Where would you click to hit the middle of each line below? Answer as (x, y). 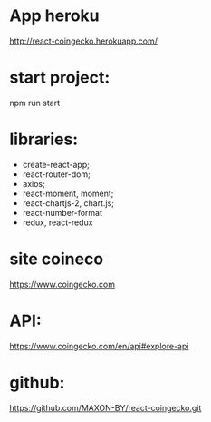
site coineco (57, 259)
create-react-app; (56, 164)
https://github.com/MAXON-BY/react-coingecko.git (105, 407)
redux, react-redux (58, 222)
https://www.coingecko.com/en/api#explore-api (99, 346)
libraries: (44, 139)
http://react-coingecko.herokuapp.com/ (84, 41)
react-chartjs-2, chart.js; (68, 203)
